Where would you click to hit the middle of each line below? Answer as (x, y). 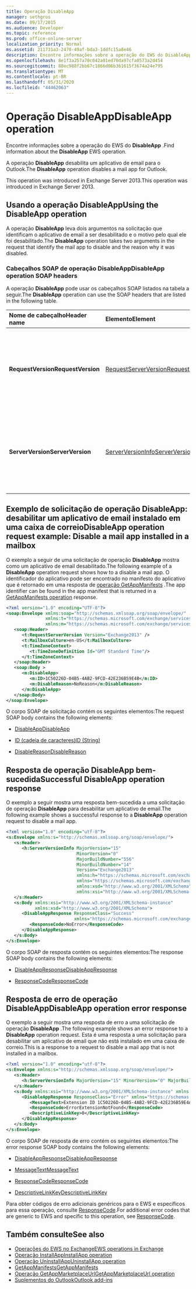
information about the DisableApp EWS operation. (66, 151)
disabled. (17, 253)
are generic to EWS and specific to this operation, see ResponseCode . (90, 1216)
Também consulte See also (55, 1235)
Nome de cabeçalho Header (48, 315)
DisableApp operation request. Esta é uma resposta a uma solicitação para (96, 1035)
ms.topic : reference (31, 33)
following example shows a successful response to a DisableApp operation (97, 815)
